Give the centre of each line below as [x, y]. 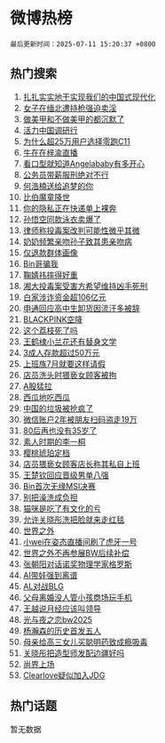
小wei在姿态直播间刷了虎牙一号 [80, 541]
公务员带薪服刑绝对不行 [66, 174]
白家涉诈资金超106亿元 [65, 297]
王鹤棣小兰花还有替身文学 [70, 341]
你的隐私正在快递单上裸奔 [70, 208]
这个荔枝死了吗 [50, 330]
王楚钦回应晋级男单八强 [66, 475]
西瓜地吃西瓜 [46, 397]
